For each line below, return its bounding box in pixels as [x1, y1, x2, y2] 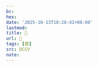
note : [6, 52, 19, 58]
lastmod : [6, 24, 28, 31]
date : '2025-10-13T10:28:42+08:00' [6, 19, 93, 25]
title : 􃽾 [6, 30, 28, 36]
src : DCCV [6, 47, 31, 52]
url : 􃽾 [6, 36, 22, 41]
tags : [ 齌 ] [6, 41, 32, 47]
